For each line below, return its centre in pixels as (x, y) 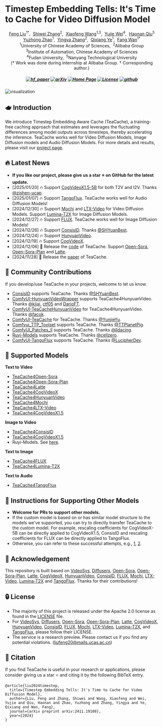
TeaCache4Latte (29, 387)
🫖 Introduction (28, 108)
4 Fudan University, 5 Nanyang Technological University (82, 57)
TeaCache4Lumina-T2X (36, 466)
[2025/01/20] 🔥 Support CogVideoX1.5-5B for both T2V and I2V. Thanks (84, 187)
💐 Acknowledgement (37, 559)
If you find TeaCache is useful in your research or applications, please (75, 669)
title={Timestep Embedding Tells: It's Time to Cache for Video (76, 690)
